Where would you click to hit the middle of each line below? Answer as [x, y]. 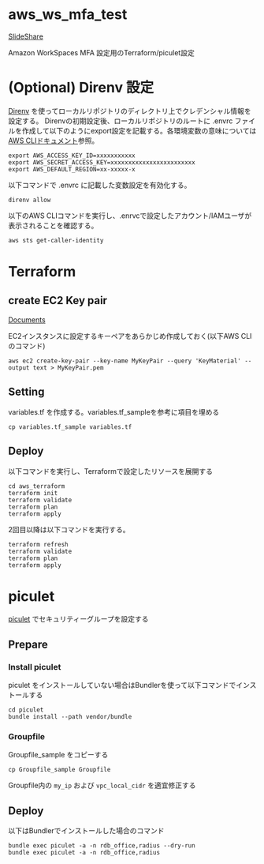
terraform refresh [38, 544]
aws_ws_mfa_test [68, 15]
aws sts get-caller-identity [56, 240]
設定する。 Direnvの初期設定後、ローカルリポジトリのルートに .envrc [121, 121]
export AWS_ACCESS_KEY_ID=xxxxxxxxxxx [72, 156]
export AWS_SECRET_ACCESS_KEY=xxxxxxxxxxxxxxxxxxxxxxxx [102, 162]
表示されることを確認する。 [53, 225]
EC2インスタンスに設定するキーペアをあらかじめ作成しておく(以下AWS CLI [130, 336]
